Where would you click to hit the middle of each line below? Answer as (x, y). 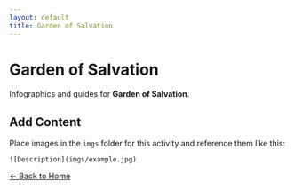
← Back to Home (40, 176)
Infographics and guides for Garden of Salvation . (99, 94)
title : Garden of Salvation (61, 26)
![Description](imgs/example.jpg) (73, 160)
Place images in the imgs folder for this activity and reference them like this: (147, 144)
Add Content (45, 122)
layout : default (39, 17)
